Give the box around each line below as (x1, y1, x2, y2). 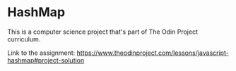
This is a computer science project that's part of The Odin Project (7, 27, 198, 36)
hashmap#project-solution (7, 56, 85, 64)
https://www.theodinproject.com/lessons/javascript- (76, 49, 230, 57)
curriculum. (7, 34, 41, 43)
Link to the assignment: (7, 49, 76, 57)
